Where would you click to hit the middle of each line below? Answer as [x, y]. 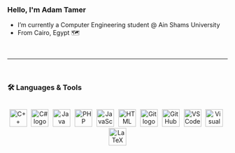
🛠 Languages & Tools [45, 87]
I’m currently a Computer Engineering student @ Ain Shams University [119, 25]
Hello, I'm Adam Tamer [47, 10]
